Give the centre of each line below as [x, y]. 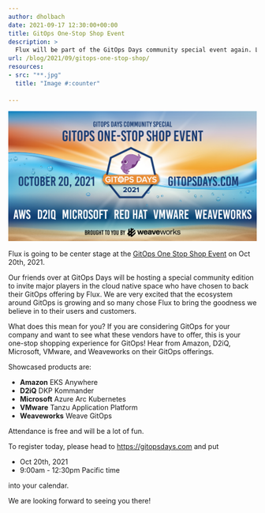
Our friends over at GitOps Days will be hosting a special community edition [131, 277]
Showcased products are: [50, 367]
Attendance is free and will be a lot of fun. [76, 431]
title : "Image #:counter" [58, 83]
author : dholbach [37, 17]
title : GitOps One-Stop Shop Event [67, 33]
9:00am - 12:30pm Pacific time [70, 470]
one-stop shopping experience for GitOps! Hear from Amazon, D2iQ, [119, 343]
